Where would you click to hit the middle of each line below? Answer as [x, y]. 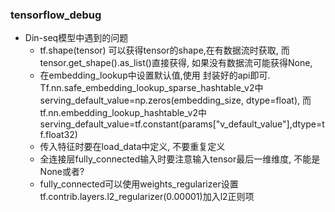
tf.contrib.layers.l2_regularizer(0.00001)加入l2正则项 [147, 197]
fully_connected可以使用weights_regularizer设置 [139, 184]
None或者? [62, 172]
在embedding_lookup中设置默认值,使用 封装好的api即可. [155, 75]
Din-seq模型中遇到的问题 [76, 38]
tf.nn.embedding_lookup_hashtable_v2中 [123, 113]
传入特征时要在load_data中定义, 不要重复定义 [132, 147]
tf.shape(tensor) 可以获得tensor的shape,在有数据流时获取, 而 [164, 50]
